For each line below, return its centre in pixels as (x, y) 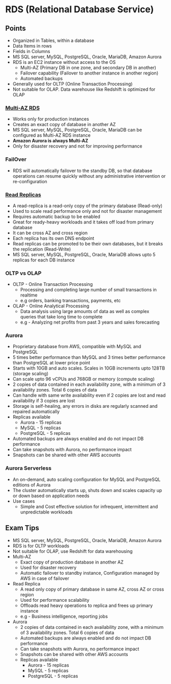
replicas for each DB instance (44, 260)
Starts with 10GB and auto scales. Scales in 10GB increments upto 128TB (89, 368)
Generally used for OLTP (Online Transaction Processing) (73, 84)
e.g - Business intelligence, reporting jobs (64, 616)
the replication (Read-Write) (42, 249)
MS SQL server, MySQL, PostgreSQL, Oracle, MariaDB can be (77, 130)
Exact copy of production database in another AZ (72, 562)
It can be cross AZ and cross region (50, 233)
